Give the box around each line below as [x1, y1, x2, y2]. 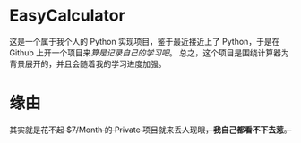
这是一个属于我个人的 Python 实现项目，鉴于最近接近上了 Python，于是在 [9, 36, 280, 46]
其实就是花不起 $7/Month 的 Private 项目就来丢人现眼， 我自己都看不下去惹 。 [9, 124, 292, 135]
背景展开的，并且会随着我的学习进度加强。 [9, 58, 167, 69]
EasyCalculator [9, 5, 125, 26]
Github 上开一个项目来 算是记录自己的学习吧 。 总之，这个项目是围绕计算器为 [9, 46, 289, 58]
